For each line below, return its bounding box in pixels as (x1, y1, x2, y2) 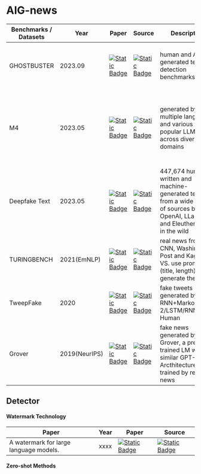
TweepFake (9, 299, 42, 307)
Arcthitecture (160, 360, 197, 369)
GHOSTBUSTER (9, 61, 54, 69)
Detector (6, 396, 40, 406)
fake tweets (160, 284, 193, 292)
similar (160, 353, 179, 361)
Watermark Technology (6, 412, 66, 420)
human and (160, 50, 191, 59)
